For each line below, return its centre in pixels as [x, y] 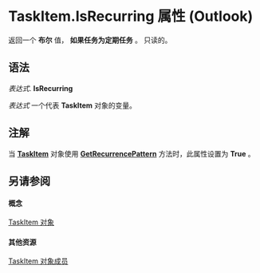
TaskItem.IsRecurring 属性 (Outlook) [131, 16]
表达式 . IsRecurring [41, 88]
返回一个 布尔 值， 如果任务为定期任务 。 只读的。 [90, 40]
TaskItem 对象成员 [38, 261]
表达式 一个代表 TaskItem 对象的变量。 [73, 105]
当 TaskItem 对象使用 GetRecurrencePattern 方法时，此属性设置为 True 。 [132, 153]
